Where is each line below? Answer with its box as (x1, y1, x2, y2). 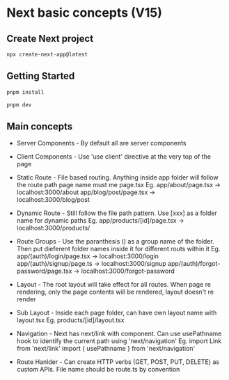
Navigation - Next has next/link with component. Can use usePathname (16, 329, 222, 338)
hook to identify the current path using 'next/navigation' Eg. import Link (16, 337, 222, 345)
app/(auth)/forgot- (167, 260, 221, 268)
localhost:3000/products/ (16, 224, 90, 232)
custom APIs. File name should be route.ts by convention (16, 365, 180, 374)
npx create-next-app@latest (6, 51, 88, 58)
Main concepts (6, 120, 73, 132)
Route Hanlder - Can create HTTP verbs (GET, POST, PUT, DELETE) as (16, 358, 220, 366)
